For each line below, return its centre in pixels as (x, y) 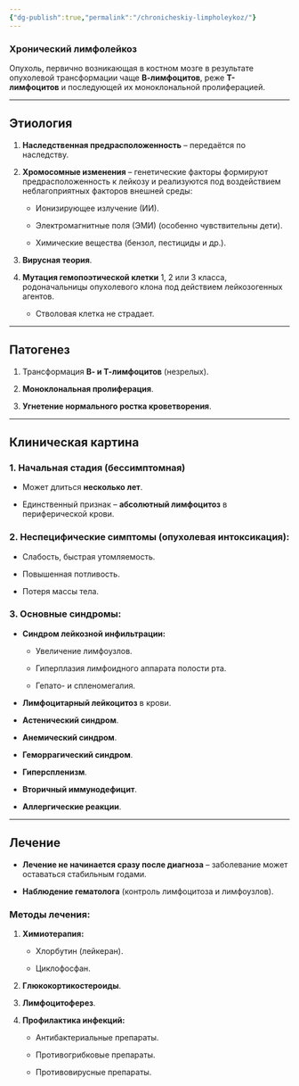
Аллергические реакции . (72, 806)
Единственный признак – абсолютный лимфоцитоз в (125, 504)
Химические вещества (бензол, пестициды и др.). (131, 243)
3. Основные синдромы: (65, 614)
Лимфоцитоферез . (59, 1003)
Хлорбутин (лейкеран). (79, 950)
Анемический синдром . (69, 737)
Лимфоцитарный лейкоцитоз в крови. (97, 702)
